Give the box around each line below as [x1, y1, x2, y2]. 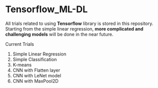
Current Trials [5, 41, 34, 47]
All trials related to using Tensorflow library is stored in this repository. [5, 20, 154, 26]
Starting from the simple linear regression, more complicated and [5, 25, 144, 32]
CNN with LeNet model [12, 72, 61, 78]
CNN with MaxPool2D [12, 78, 59, 84]
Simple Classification [12, 56, 57, 62]
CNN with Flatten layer [12, 67, 60, 73]
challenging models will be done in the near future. [5, 31, 114, 37]
